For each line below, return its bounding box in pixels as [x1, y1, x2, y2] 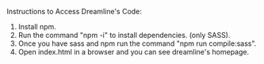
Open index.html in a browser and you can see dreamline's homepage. [17, 47, 250, 56]
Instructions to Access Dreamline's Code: [6, 7, 143, 16]
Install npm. [17, 22, 56, 31]
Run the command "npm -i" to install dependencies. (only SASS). [17, 31, 231, 40]
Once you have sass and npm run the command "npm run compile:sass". [17, 39, 257, 48]
